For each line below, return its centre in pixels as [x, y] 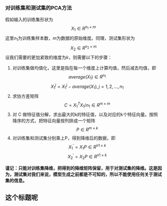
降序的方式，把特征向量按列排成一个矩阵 [54, 121]
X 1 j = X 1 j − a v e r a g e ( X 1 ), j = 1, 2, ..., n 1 [87, 87]
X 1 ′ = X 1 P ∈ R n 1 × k [87, 147]
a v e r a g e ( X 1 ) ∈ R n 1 [87, 77]
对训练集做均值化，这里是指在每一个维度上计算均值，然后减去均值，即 [84, 68]
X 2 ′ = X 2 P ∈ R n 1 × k [87, 157]
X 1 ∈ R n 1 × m [83, 29]
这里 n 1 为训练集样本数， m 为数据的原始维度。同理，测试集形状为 [70, 38]
